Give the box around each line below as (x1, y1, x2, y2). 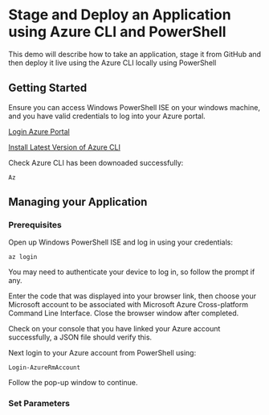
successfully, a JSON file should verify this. (8, 332, 153, 343)
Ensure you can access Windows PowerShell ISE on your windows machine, (8, 102, 261, 112)
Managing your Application (8, 195, 148, 209)
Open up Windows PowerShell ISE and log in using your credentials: (8, 237, 234, 247)
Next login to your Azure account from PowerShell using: (8, 348, 197, 358)
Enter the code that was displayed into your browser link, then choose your (8, 291, 257, 301)
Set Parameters (8, 398, 71, 409)
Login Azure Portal (8, 126, 70, 136)
